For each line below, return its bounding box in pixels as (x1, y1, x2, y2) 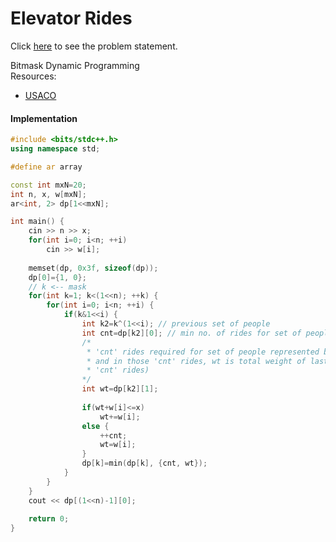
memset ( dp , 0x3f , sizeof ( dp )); (28, 263, 159, 273)
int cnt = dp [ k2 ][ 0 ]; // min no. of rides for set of (81, 328, 302, 338)
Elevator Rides (10, 7, 133, 30)
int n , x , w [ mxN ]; (10, 189, 87, 199)
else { (81, 421, 110, 431)
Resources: (10, 70, 57, 82)
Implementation (10, 112, 78, 124)
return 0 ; (28, 514, 70, 524)
